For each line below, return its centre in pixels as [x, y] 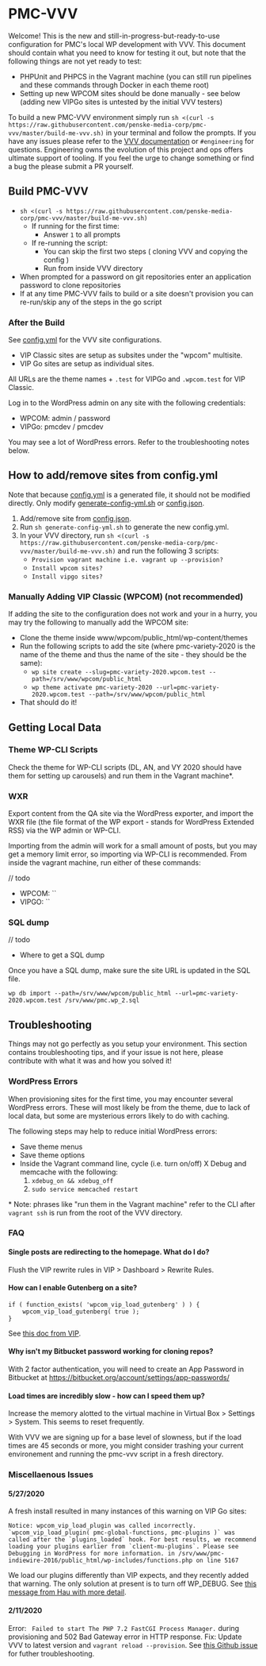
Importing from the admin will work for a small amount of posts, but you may [133, 846]
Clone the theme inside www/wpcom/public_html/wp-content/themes [133, 638]
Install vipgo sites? [67, 577]
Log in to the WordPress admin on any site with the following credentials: [127, 403]
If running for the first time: [76, 226]
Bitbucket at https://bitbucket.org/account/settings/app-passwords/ [119, 1378]
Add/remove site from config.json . [76, 518]
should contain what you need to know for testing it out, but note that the [127, 52]
